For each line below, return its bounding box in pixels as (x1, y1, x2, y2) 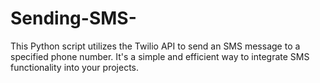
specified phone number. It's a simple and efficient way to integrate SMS (10, 50, 310, 62)
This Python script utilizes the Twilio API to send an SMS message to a (10, 40, 301, 52)
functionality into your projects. (10, 61, 140, 73)
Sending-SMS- (10, 7, 137, 30)
